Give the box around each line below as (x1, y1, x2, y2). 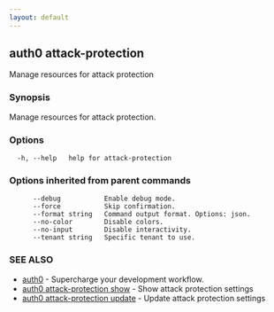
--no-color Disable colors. (32, 218, 164, 227)
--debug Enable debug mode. (32, 194, 176, 204)
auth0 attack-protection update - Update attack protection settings (21, 292, 266, 303)
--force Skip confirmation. (32, 202, 176, 211)
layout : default (9, 12, 69, 22)
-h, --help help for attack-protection (17, 154, 172, 163)
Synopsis (9, 91, 50, 104)
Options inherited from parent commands (9, 174, 192, 186)
